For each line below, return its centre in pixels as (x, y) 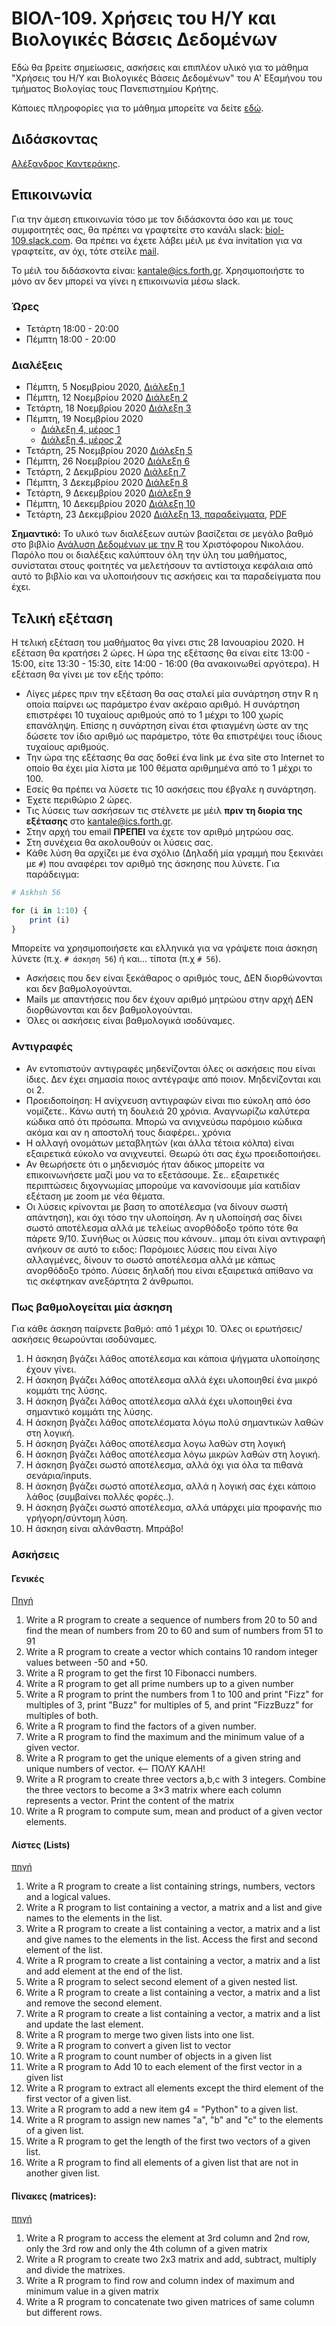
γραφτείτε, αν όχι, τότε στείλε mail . (85, 251)
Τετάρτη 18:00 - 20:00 (72, 328)
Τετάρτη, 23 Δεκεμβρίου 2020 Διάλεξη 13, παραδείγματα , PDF (156, 514)
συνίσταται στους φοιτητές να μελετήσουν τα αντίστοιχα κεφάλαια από (162, 566)
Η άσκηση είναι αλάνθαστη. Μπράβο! (104, 1529)
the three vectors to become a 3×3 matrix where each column (153, 1790)
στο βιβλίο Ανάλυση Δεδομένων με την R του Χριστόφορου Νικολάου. (157, 544)
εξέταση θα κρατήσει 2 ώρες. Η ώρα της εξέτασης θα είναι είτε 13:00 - (161, 653)
